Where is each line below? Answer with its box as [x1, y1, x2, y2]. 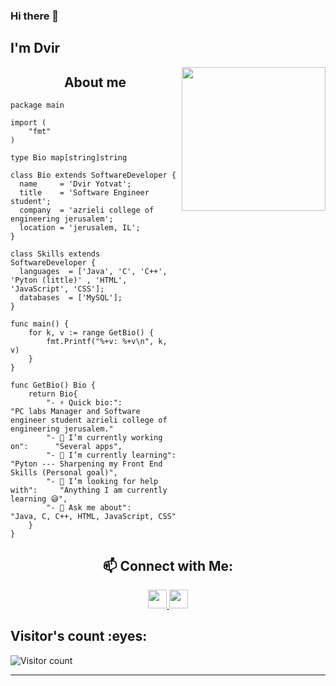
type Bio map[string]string [10, 153, 128, 163]
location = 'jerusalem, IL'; [19, 223, 141, 233]
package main [10, 100, 65, 111]
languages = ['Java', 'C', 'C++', [19, 267, 168, 277]
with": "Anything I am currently [10, 485, 168, 496]
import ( [10, 118, 47, 128]
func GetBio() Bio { [10, 380, 97, 391]
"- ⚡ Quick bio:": [46, 398, 123, 408]
